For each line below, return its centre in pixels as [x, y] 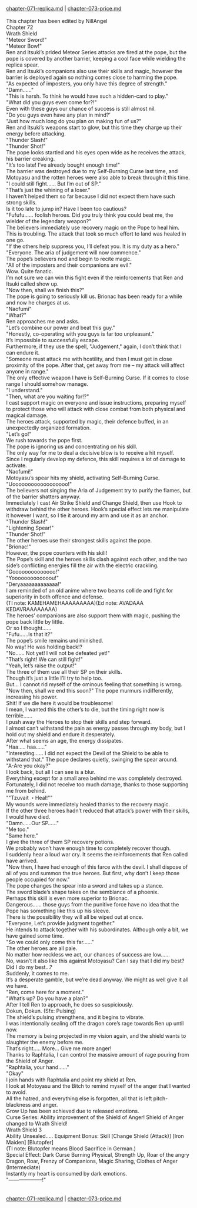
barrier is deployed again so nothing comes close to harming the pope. [92, 77]
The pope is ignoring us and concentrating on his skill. [72, 446]
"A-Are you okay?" [29, 766]
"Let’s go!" [19, 434]
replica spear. [23, 65]
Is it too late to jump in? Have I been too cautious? [66, 209]
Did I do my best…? [29, 967]
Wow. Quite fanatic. [30, 271]
